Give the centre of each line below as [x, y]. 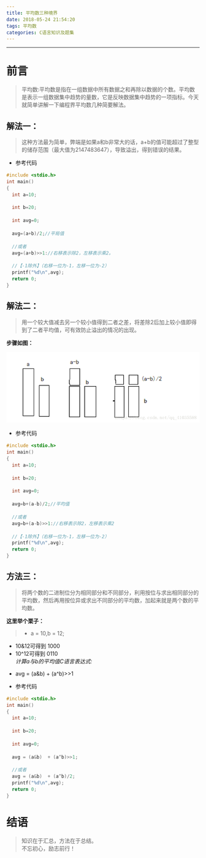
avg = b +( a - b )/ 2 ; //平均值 [41, 504]
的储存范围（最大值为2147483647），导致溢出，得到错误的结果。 [103, 150]
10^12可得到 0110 [36, 653]
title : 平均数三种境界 [32, 13]
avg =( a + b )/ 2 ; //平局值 [38, 234]
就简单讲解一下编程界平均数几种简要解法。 [75, 105]
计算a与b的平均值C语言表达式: [54, 661]
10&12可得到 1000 [37, 646]
